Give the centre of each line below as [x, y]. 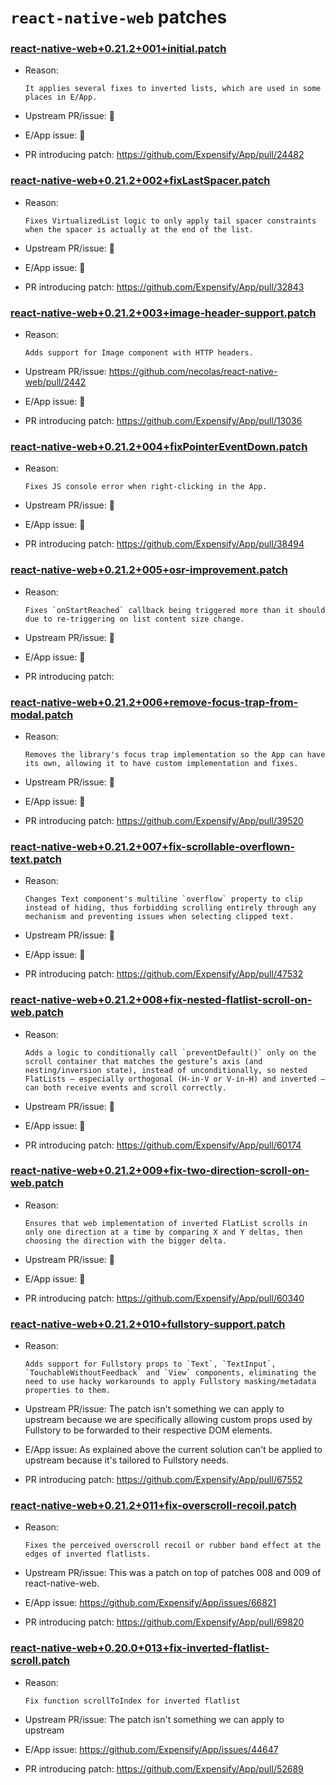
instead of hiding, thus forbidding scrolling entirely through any [170, 908]
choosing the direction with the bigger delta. [125, 1241]
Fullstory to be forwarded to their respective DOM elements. [148, 1430]
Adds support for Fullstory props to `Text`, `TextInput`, [150, 1364]
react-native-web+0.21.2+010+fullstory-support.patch [148, 1324]
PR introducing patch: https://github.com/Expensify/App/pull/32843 [164, 287]
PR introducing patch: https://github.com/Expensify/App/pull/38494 [164, 544]
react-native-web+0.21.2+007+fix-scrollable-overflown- [153, 846]
